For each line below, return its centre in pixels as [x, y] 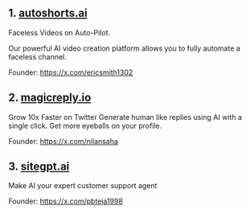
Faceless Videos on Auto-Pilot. [59, 32]
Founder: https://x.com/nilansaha [64, 141]
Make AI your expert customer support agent [83, 186]
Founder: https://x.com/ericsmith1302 [71, 72]
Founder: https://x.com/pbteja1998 [66, 201]
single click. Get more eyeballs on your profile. [85, 126]
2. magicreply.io [50, 98]
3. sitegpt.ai [39, 167]
